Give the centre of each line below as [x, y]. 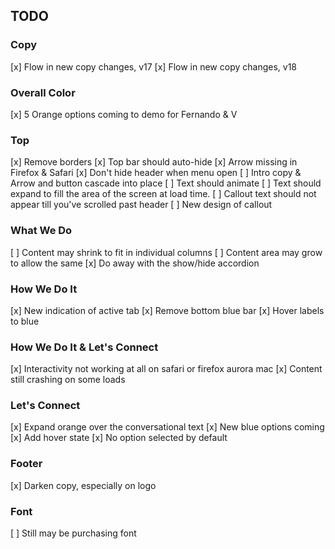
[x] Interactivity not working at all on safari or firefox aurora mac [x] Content [166, 369]
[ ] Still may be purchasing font [73, 533]
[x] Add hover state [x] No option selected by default [119, 438]
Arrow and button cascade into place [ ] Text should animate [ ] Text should [166, 183]
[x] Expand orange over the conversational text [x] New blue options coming [167, 427]
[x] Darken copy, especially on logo [83, 485]
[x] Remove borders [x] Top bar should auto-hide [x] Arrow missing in [154, 162]
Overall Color [43, 92]
